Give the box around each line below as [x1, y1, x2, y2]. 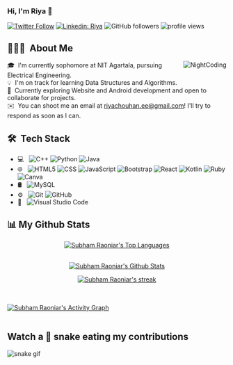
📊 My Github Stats [7, 219, 90, 231]
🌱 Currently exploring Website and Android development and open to [7, 86, 207, 95]
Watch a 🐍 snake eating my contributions [7, 331, 189, 343]
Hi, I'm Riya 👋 [7, 6, 53, 16]
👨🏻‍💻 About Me [7, 42, 73, 54]
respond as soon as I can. [7, 111, 81, 120]
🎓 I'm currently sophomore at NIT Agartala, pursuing [7, 61, 162, 70]
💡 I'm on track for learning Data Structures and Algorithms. [7, 79, 177, 87]
